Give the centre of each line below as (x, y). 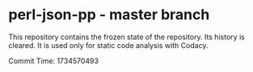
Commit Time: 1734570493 (54, 61)
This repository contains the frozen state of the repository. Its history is (126, 37)
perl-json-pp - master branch (109, 15)
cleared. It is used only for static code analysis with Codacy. (108, 45)
